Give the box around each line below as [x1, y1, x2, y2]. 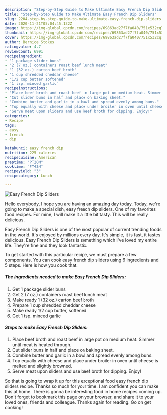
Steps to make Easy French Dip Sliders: [5, 324, 88, 330]
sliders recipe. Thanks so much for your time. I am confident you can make [5, 383, 159, 389]
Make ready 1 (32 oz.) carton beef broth [12, 297, 94, 303]
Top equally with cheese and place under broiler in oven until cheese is [12, 358, 158, 364]
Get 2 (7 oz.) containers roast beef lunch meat [12, 292, 107, 298]
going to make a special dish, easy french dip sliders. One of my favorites [5, 206, 156, 212]
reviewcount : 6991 [5, 49, 43, 54]
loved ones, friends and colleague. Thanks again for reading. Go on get [5, 399, 151, 405]
